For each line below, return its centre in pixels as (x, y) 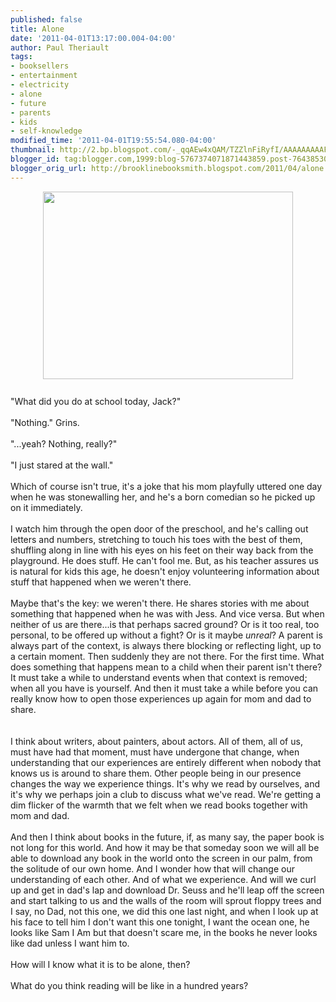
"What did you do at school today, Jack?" (96, 401)
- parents (31, 112)
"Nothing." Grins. (45, 422)
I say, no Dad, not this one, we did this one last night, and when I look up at (164, 911)
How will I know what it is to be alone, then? (100, 964)
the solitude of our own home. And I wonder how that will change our (152, 868)
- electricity (40, 85)
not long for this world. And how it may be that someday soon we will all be (165, 847)
